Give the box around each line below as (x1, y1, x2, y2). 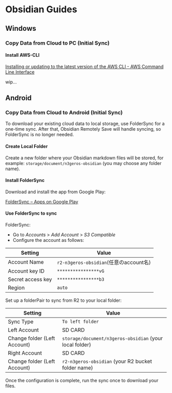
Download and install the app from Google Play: (5, 189, 106, 195)
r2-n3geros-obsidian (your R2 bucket (62, 358, 152, 365)
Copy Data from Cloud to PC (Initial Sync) (5, 39, 110, 47)
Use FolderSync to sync (5, 210, 57, 216)
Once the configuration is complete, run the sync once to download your (5, 378, 159, 383)
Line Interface (5, 69, 35, 75)
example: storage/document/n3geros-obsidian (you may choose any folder (5, 160, 162, 166)
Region (8, 284, 25, 291)
